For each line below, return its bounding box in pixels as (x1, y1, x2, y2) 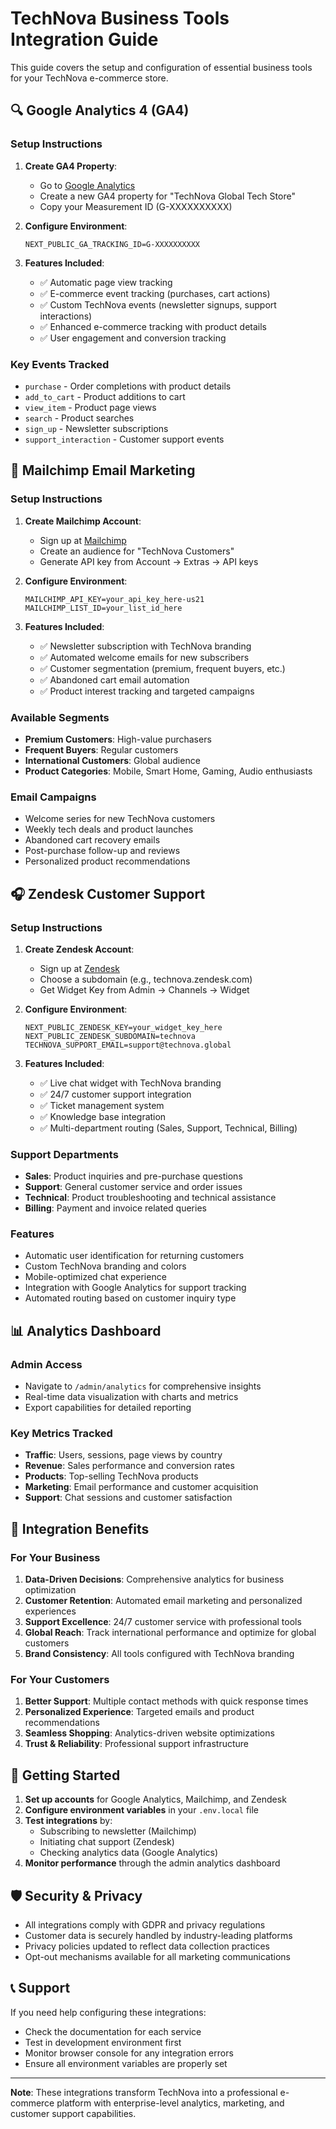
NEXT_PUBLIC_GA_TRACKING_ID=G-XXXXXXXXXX (24, 239, 200, 249)
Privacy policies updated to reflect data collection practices (24, 1940, 270, 1952)
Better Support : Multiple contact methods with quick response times (24, 1695, 309, 1707)
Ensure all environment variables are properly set (24, 2057, 228, 2069)
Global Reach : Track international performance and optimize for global (24, 1627, 317, 1639)
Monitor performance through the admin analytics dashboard (24, 1857, 281, 1869)
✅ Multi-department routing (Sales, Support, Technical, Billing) (39, 1122, 298, 1134)
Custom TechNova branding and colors (24, 1260, 187, 1272)
